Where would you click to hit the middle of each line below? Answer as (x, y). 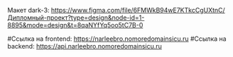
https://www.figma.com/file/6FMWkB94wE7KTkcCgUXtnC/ (138, 10)
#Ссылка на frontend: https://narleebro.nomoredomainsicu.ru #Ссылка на (117, 39)
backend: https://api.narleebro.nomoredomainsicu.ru (85, 46)
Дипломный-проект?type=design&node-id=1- (76, 18)
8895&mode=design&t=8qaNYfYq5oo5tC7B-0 (75, 25)
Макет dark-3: (28, 10)
